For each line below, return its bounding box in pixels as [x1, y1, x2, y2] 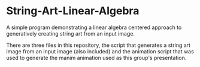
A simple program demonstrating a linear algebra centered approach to [6, 24, 182, 31]
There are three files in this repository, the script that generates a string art [6, 42, 190, 49]
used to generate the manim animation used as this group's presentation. [6, 54, 187, 61]
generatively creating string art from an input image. [6, 30, 135, 37]
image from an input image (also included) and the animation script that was [6, 47, 195, 55]
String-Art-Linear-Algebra [6, 4, 140, 18]
